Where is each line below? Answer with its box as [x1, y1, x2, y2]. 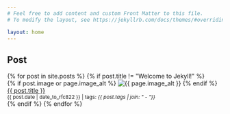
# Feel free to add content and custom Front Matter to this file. [7, 10, 204, 17]
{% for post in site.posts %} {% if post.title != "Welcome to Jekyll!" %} [7, 72, 205, 81]
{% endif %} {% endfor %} [7, 100, 83, 108]
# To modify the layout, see [7, 16, 90, 23]
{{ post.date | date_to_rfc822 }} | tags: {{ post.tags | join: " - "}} [7, 94, 156, 101]
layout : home [7, 29, 44, 35]
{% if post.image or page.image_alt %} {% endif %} [7, 79, 218, 87]
